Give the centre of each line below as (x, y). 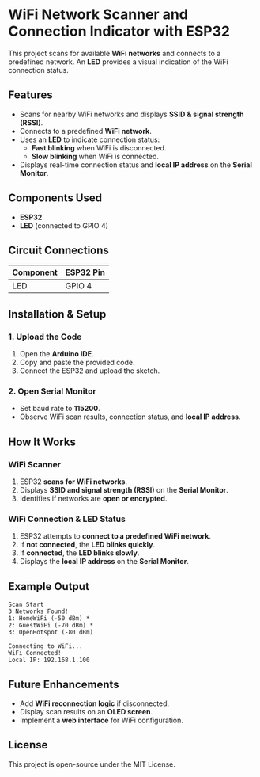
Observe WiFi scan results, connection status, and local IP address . (130, 417)
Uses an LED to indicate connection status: (90, 139)
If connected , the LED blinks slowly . (79, 553)
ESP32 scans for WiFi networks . (73, 482)
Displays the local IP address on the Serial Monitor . (104, 562)
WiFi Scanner (35, 464)
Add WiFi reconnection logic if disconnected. (94, 703)
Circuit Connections (58, 250)
